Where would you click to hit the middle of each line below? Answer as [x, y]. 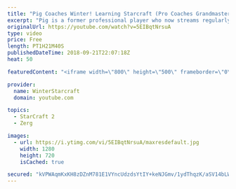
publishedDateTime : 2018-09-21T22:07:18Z [69, 53]
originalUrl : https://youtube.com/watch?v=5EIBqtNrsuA [89, 27]
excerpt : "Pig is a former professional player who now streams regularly [119, 20]
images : [19, 136]
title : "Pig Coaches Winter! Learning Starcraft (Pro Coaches [100, 14]
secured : [20, 175]
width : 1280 [37, 149]
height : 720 [37, 155]
